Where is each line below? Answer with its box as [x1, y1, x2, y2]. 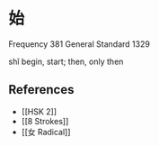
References [8, 82, 75, 97]
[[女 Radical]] [21, 126, 71, 137]
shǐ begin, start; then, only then [8, 56, 124, 67]
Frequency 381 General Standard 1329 [8, 38, 150, 50]
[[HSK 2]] [21, 105, 57, 117]
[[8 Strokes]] [21, 115, 69, 126]
